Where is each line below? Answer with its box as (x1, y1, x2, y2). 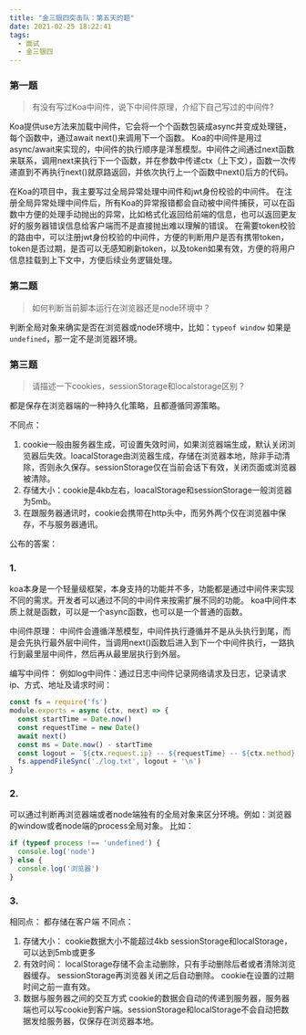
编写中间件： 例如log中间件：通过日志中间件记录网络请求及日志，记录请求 (9, 668, 287, 679)
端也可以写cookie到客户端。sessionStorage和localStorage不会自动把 (22, 1004, 281, 1015)
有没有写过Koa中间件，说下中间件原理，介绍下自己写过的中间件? (31, 101, 275, 112)
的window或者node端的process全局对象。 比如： (9, 820, 194, 831)
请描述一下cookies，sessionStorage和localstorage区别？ (31, 381, 246, 392)
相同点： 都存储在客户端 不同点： (9, 916, 134, 927)
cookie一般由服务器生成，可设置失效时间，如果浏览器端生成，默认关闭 (22, 439, 288, 450)
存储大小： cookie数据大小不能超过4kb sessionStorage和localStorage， (22, 935, 292, 946)
